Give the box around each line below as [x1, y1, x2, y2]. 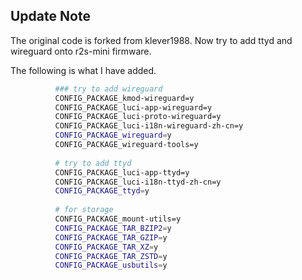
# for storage [54, 205, 114, 215]
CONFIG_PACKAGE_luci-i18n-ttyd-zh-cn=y [54, 177, 222, 187]
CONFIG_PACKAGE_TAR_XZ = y [54, 242, 159, 252]
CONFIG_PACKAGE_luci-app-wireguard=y [54, 102, 213, 113]
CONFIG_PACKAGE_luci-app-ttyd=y [54, 167, 190, 178]
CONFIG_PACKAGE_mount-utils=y [54, 214, 182, 224]
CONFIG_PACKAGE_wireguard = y [54, 130, 172, 141]
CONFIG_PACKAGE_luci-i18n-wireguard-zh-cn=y [54, 121, 244, 131]
